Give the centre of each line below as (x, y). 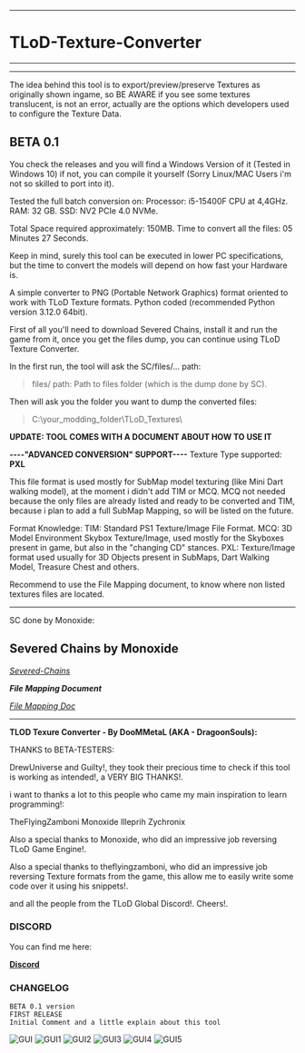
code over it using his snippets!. (69, 886)
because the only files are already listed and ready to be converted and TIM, (152, 501)
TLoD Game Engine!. (48, 849)
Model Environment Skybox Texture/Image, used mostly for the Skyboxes (147, 538)
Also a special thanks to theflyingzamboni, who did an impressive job (138, 866)
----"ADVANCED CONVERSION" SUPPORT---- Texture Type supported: (146, 454)
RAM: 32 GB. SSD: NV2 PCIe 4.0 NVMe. (84, 211)
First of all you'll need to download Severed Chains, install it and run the (144, 329)
